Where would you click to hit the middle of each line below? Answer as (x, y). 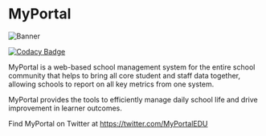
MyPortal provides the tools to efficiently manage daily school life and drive (133, 99)
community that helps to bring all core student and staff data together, (125, 75)
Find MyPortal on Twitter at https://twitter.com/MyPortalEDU (108, 123)
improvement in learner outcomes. (65, 108)
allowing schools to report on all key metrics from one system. (111, 84)
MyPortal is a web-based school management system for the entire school (132, 67)
